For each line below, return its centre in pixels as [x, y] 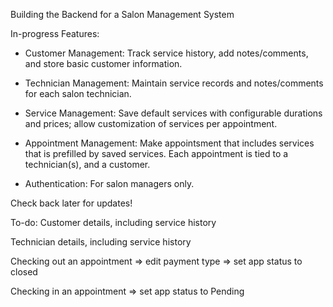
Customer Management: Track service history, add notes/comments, [166, 53]
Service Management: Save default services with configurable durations [173, 113]
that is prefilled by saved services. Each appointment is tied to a [156, 153]
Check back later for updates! [71, 203]
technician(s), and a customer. [87, 164]
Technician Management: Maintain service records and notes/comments [174, 83]
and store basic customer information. [103, 63]
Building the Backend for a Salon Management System [122, 14]
